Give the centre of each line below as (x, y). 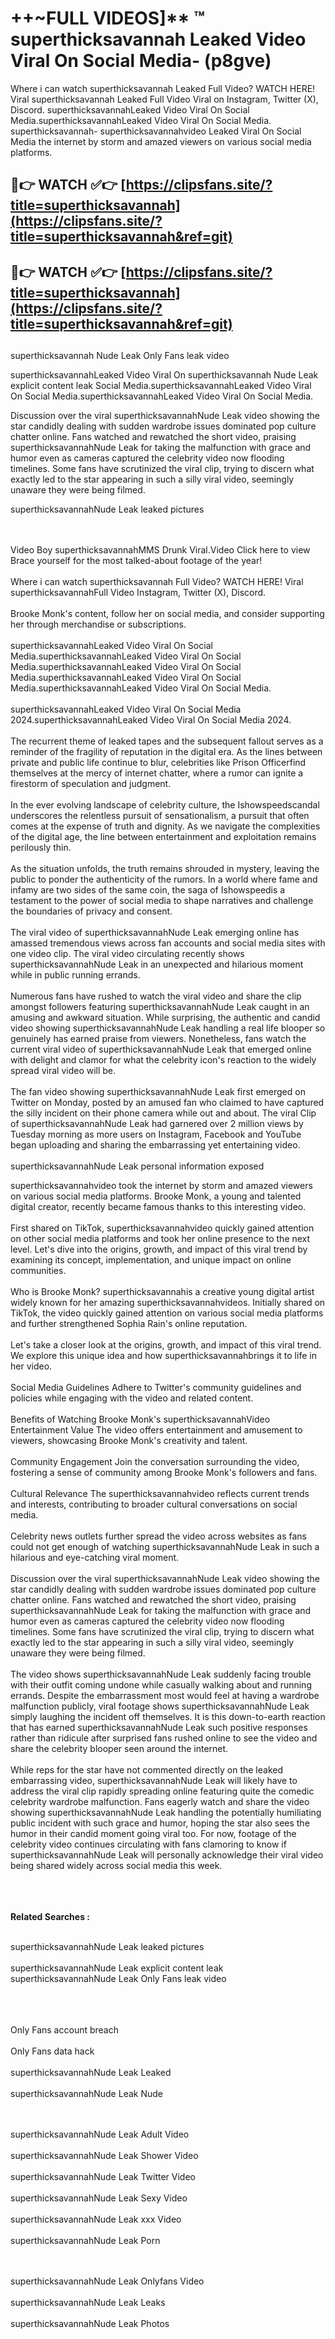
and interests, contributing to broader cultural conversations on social (154, 1504)
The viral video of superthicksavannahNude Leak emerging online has (155, 933)
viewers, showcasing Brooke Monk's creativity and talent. (129, 1441)
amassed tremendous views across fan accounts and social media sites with (168, 943)
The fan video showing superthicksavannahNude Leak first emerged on (158, 1092)
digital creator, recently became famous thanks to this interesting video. (158, 1207)
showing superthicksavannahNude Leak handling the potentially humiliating (166, 1813)
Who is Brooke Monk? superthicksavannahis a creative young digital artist (162, 1292)
